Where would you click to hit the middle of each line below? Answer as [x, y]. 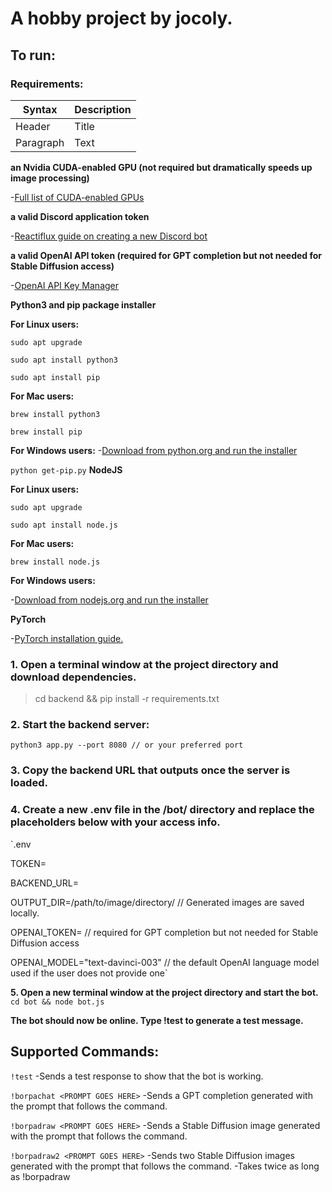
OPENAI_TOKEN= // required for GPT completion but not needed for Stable [164, 932]
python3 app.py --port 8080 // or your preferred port [127, 745]
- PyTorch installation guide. [67, 638]
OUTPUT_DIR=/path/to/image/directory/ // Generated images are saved [157, 902]
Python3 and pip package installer [83, 304]
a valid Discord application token [80, 216]
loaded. [29, 783]
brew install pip [46, 432]
